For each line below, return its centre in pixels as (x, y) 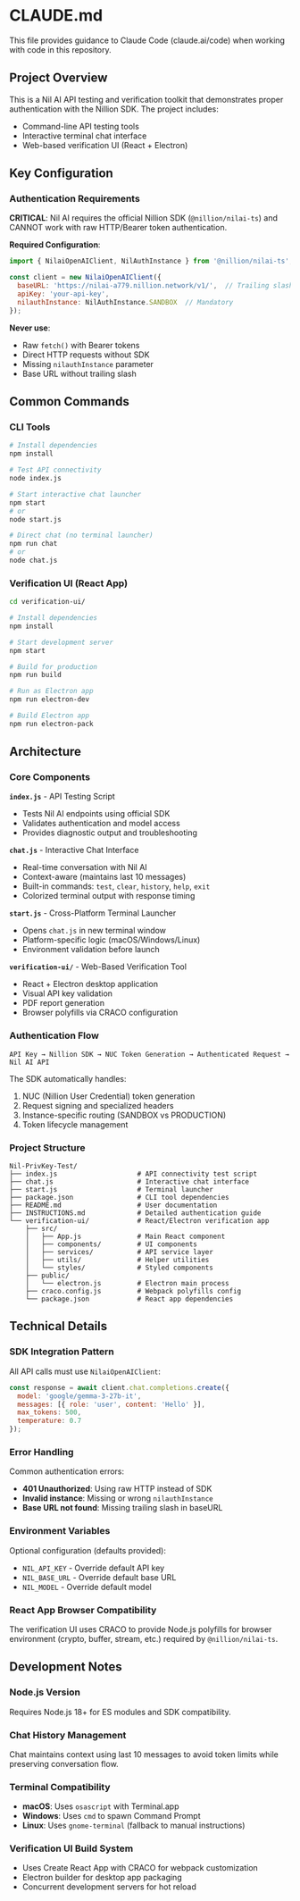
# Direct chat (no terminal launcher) (81, 536)
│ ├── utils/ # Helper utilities (117, 1260)
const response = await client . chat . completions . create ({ (119, 1387)
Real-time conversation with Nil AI (84, 867)
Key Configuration (61, 174)
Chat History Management (68, 1735)
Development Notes (66, 1667)
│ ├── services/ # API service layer (120, 1252)
